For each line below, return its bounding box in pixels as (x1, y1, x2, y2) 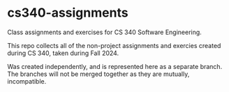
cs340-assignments (7, 5, 128, 21)
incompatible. (7, 77, 47, 85)
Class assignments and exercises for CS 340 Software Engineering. (7, 28, 202, 36)
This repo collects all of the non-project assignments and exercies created (7, 41, 221, 49)
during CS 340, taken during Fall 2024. (7, 49, 119, 57)
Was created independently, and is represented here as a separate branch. (7, 62, 223, 70)
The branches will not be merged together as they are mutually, (7, 70, 190, 78)
